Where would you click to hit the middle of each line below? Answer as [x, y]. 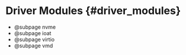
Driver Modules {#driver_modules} [93, 11]
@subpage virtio [34, 39]
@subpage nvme [35, 27]
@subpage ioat [33, 33]
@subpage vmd [33, 46]
